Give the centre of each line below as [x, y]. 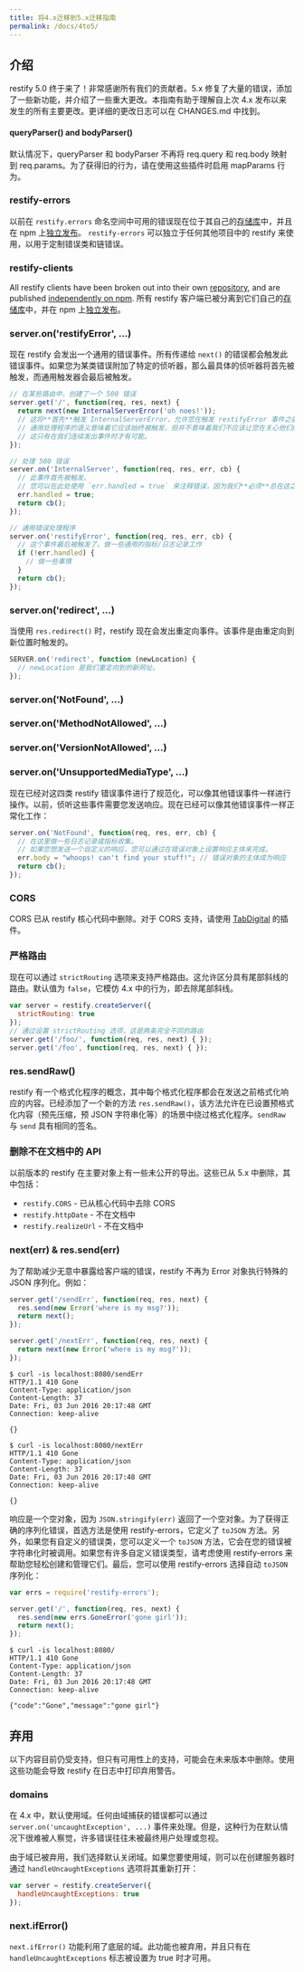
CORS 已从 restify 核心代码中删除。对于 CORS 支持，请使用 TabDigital [140, 919]
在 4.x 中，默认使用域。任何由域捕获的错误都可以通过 [109, 1815]
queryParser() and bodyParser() [71, 132]
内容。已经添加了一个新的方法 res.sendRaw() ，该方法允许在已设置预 [152, 1103]
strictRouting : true [56, 1015]
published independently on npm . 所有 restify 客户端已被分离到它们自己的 [146, 299]
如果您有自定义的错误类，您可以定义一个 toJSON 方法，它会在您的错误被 [158, 1541]
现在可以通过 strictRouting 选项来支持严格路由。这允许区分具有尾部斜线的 [149, 977]
